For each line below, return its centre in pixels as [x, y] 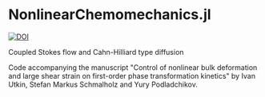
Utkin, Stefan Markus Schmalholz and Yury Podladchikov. [103, 84]
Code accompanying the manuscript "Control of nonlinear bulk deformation [133, 67]
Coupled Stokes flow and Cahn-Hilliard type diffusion [96, 52]
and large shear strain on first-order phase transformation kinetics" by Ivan [132, 76]
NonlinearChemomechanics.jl [110, 15]
